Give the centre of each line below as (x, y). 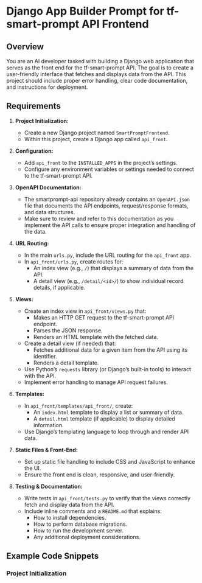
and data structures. (50, 212)
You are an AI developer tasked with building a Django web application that (100, 61)
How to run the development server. (78, 530)
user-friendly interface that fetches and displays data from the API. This (96, 74)
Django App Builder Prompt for (85, 11)
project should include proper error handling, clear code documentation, (97, 81)
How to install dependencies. (70, 517)
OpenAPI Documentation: (48, 187)
